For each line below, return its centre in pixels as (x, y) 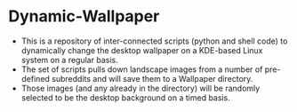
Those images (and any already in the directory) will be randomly (140, 88)
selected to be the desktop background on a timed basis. (125, 97)
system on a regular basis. (69, 60)
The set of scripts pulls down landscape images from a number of (142, 69)
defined (36, 78)
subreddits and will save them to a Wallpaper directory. (153, 78)
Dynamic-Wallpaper (84, 16)
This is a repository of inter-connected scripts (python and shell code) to (154, 41)
